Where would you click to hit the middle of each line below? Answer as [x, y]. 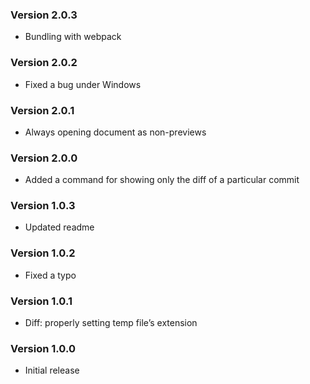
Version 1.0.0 [43, 348]
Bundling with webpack [73, 37]
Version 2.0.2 [44, 63]
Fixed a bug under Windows [83, 84]
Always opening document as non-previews [115, 132]
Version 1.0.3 [43, 206]
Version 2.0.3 [44, 15]
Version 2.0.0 [44, 158]
